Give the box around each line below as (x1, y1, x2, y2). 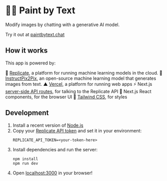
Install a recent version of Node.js (12, 122, 83, 128)
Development (5, 108, 49, 117)
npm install (12, 156, 38, 162)
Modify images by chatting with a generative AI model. (5, 21, 120, 28)
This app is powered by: (5, 60, 56, 66)
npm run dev (12, 161, 38, 166)
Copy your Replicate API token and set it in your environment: (12, 127, 142, 133)
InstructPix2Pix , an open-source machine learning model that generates (5, 75, 156, 81)
